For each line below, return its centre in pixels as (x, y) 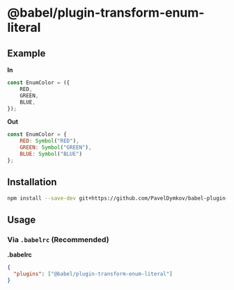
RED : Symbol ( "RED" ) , (49, 141)
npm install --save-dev (42, 198)
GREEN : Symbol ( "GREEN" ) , (56, 147)
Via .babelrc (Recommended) (58, 239)
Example (26, 53)
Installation (32, 182)
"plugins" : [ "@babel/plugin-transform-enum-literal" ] (93, 274)
